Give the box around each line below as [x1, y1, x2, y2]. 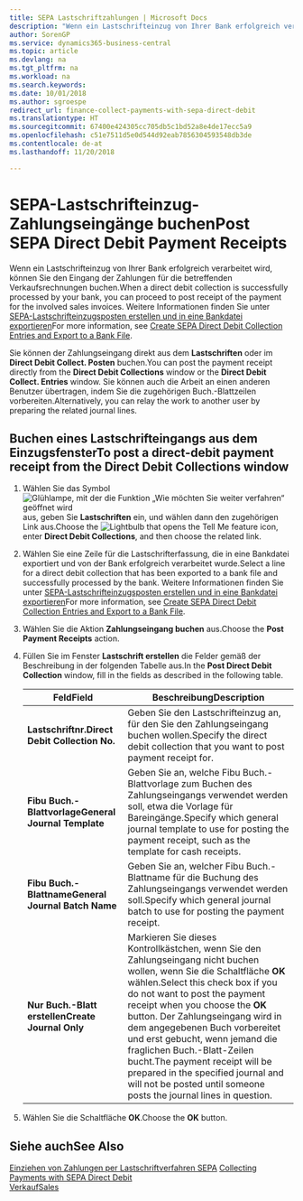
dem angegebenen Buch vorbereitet [127, 1021, 281, 1034]
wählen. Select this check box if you [127, 976, 278, 989]
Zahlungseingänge [9, 213, 154, 234]
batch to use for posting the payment [127, 905, 285, 917]
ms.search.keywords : [9, 80, 87, 89]
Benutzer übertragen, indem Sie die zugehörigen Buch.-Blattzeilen [9, 386, 257, 396]
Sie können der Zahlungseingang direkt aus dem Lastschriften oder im [9, 347, 273, 358]
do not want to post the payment [127, 988, 266, 1001]
